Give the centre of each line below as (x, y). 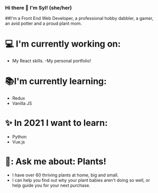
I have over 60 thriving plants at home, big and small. (65, 175)
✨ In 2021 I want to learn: (57, 123)
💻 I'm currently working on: (63, 44)
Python (19, 137)
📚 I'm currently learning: (56, 81)
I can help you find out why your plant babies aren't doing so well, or (81, 180)
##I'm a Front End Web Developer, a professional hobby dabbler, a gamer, (79, 18)
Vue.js (19, 142)
